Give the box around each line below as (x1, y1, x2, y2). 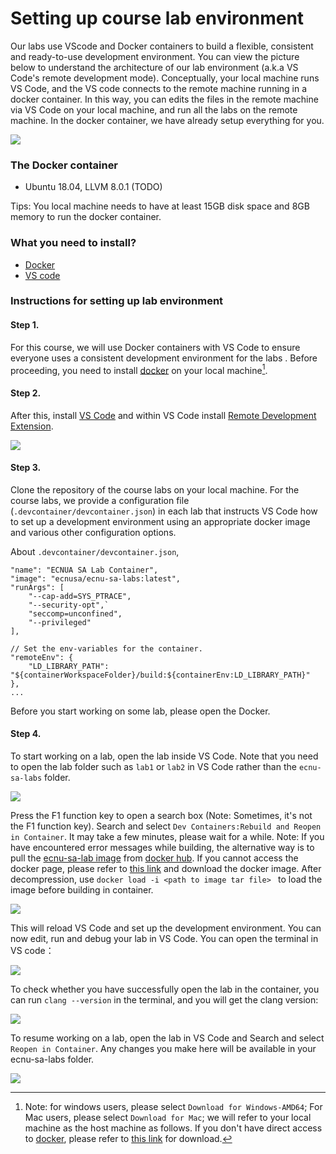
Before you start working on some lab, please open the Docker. (10, 705, 271, 717)
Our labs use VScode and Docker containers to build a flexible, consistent (10, 40, 314, 52)
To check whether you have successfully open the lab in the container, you (10, 983, 320, 995)
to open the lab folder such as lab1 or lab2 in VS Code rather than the (10, 760, 297, 772)
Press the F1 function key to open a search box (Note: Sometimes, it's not (10, 809, 313, 821)
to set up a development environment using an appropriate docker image (10, 515, 311, 527)
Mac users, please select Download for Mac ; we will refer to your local (24, 1111, 312, 1123)
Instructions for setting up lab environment (10, 294, 224, 308)
